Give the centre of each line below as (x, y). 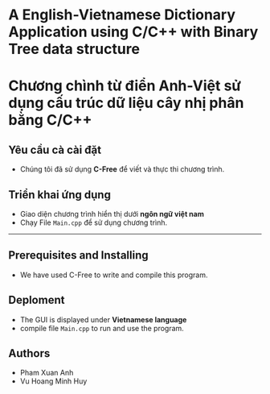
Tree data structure (74, 49)
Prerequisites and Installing (78, 255)
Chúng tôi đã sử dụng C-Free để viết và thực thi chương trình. (122, 169)
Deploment (37, 300)
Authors (29, 353)
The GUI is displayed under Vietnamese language (103, 319)
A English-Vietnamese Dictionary (122, 15)
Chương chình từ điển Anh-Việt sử (125, 86)
